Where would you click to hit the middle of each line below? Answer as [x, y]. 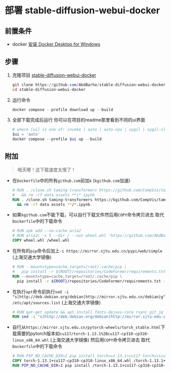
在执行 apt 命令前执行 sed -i [41, 291]
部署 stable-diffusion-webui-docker [82, 10]
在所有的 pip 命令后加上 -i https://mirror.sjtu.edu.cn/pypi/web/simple [87, 251]
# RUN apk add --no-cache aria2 [46, 231]
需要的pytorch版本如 [38, 334]
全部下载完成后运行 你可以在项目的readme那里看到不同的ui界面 [79, 120]
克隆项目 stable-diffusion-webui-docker [54, 75]
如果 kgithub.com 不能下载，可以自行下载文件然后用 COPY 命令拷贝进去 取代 [88, 215]
